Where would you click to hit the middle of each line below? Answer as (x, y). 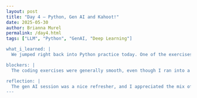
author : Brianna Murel (34, 28)
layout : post (22, 11)
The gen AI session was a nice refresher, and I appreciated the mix (98, 86)
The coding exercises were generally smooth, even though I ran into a (101, 71)
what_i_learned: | (28, 49)
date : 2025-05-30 (27, 22)
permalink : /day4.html (34, 33)
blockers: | (21, 65)
